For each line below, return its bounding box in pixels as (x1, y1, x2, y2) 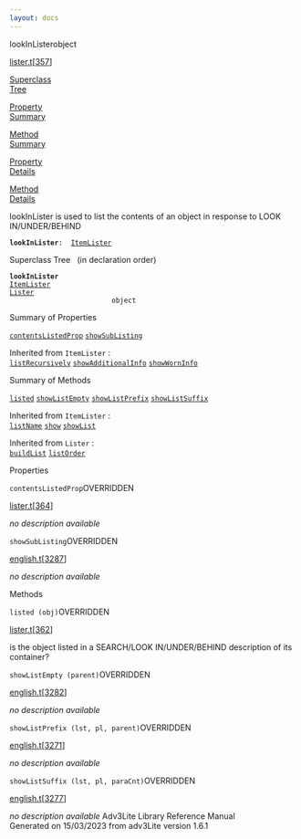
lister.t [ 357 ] (9, 56, 53, 67)
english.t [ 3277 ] (9, 792, 67, 803)
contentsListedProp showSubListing (9, 330, 143, 341)
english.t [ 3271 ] (9, 739, 66, 750)
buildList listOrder (9, 448, 86, 457)
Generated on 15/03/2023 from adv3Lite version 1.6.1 (9, 820, 209, 831)
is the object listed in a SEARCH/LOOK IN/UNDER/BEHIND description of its (9, 641, 293, 653)
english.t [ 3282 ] (9, 687, 67, 697)
